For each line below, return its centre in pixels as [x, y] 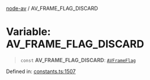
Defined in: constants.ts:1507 [41, 71]
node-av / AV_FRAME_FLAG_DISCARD [52, 8]
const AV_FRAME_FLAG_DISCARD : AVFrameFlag [78, 60]
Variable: [29, 32]
